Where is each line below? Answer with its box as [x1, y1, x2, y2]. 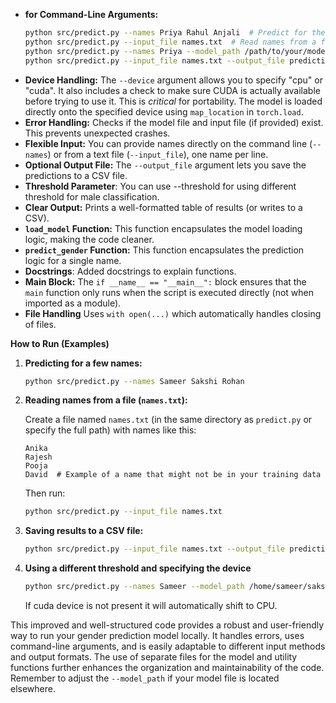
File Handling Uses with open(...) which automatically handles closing [24, 307, 322, 319]
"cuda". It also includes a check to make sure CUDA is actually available [24, 84, 321, 96]
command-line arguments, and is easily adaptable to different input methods [10, 640, 326, 652]
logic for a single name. [24, 254, 122, 266]
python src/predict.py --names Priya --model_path [24, 46, 241, 56]
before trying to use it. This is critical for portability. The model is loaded [24, 95, 323, 107]
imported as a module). [24, 297, 122, 309]
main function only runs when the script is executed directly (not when [24, 286, 315, 298]
